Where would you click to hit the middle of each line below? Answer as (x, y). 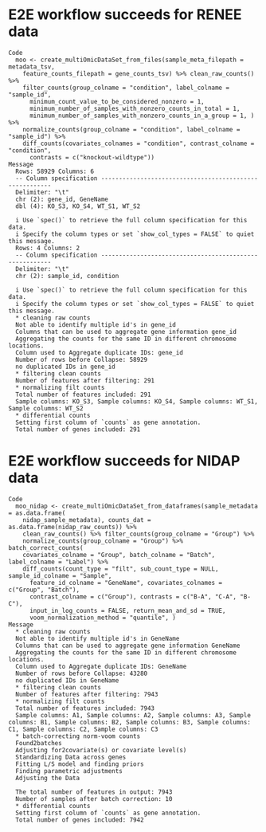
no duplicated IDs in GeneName (67, 680)
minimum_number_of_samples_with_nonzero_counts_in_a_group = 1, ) (142, 116)
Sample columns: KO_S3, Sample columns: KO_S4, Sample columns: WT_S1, (137, 401)
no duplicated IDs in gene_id (65, 367)
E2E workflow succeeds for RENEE (125, 15)
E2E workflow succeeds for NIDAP (124, 461)
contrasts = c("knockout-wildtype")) (92, 157)
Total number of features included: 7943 (85, 708)
